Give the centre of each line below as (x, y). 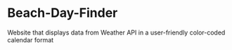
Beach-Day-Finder (63, 13)
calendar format (31, 39)
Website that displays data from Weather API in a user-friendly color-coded (116, 32)
